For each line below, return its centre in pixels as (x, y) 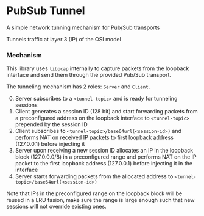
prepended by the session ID (51, 124)
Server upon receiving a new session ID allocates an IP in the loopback (104, 151)
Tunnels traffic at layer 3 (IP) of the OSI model (64, 39)
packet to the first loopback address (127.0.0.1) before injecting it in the (104, 164)
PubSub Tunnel (46, 11)
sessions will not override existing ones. (56, 207)
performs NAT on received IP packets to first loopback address (94, 137)
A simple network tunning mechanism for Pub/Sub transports (83, 27)
